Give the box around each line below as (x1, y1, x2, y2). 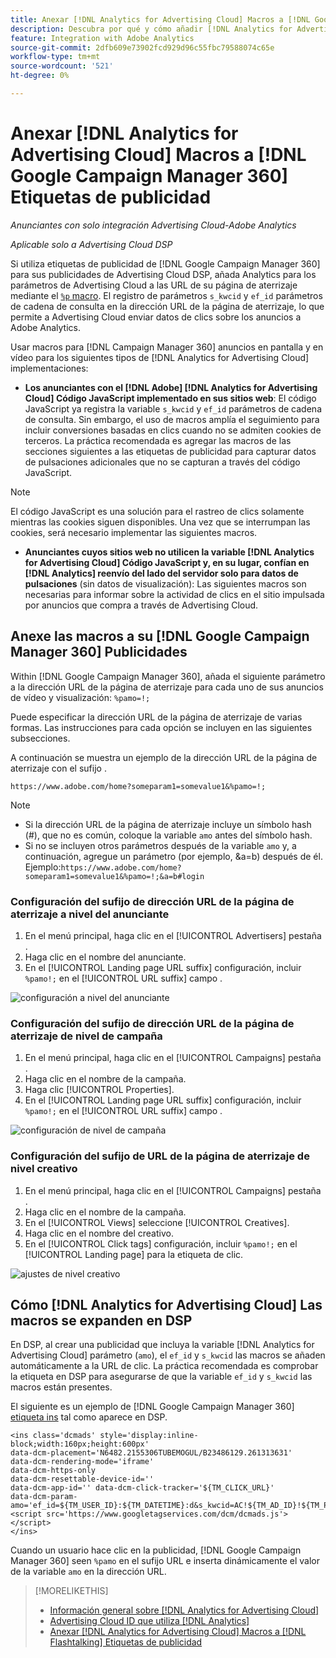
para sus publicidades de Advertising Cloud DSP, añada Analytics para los (10, 268, 317, 280)
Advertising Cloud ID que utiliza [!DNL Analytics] (49, 1615, 250, 1627)
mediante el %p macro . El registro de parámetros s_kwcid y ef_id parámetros (10, 289, 323, 301)
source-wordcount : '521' (10, 61, 114, 71)
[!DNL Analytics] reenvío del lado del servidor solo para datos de (24, 567, 299, 579)
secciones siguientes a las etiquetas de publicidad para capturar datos (24, 445, 317, 457)
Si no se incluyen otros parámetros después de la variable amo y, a (24, 839, 297, 851)
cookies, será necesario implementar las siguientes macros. (10, 526, 258, 538)
